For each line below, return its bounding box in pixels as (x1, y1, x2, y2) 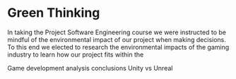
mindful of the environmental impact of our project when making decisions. (7, 35, 226, 43)
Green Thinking (7, 5, 100, 21)
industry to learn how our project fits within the (7, 50, 144, 59)
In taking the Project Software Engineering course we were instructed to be (7, 28, 226, 36)
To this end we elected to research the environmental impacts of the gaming (7, 43, 230, 51)
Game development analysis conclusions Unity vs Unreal (7, 64, 173, 72)
